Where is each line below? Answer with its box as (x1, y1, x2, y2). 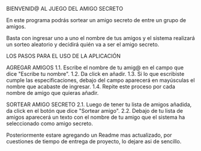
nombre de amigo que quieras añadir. (6, 90, 99, 96)
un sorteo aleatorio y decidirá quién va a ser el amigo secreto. (6, 41, 160, 48)
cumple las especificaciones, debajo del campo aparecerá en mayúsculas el (6, 77, 195, 84)
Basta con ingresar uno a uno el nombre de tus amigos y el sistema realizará (6, 35, 195, 41)
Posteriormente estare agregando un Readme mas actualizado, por (6, 131, 172, 138)
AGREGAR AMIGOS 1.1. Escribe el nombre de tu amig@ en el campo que (6, 64, 184, 71)
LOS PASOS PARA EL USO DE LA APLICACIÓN (6, 53, 121, 59)
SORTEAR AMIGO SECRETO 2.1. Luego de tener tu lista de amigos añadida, (6, 101, 192, 108)
